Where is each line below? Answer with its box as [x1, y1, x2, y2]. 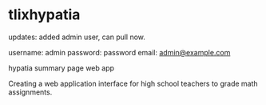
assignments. [8, 87, 53, 97]
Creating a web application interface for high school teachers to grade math [8, 79, 258, 88]
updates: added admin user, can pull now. [8, 32, 146, 42]
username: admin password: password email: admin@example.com [8, 47, 231, 57]
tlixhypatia [8, 6, 81, 24]
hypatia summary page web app [8, 63, 114, 73]
